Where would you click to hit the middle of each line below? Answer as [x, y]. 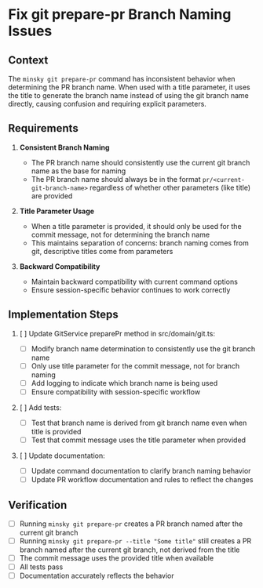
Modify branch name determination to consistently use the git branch [143, 348]
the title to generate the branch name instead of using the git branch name [129, 95]
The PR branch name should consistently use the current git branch [141, 162]
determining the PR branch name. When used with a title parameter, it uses [130, 87]
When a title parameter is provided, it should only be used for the [136, 226]
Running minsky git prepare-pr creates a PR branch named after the [131, 524]
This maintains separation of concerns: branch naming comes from [140, 243]
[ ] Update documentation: [62, 456]
